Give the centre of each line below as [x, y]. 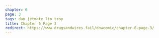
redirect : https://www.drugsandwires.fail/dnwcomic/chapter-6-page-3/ [80, 28]
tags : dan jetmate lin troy [34, 19]
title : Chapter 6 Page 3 [31, 23]
